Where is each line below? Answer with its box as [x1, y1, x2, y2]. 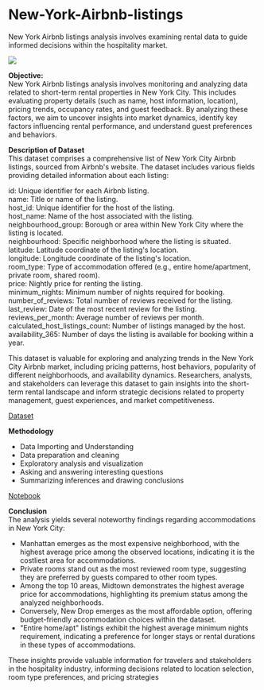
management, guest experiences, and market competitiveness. [8, 395, 215, 405]
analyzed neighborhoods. [19, 598, 104, 607]
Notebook [8, 490, 41, 500]
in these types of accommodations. [19, 640, 136, 649]
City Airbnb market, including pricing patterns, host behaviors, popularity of [8, 362, 257, 371]
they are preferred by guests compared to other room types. [19, 572, 218, 582]
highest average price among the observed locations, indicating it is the [19, 547, 255, 556]
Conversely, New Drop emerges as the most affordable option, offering [19, 606, 253, 615]
